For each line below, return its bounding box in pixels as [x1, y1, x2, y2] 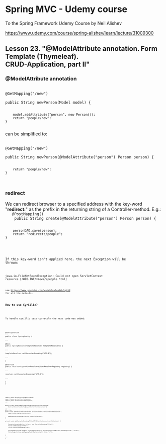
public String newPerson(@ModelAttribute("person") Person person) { [5, 155, 154, 160]
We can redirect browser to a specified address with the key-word [5, 201, 142, 207]
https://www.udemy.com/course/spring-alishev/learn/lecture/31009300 [5, 30, 154, 36]
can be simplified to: [5, 131, 48, 137]
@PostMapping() [12, 212, 44, 217]
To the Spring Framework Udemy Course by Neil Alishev [5, 20, 122, 26]
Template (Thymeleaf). [5, 52, 79, 61]
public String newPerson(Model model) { [5, 100, 92, 105]
